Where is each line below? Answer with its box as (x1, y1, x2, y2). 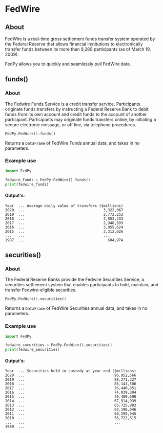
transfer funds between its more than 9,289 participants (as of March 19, (5, 46, 151, 52)
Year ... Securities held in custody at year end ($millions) (5, 368, 137, 374)
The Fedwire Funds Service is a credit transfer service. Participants (5, 101, 141, 107)
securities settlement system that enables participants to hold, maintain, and (5, 282, 159, 288)
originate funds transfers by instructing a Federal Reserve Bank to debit (5, 106, 149, 112)
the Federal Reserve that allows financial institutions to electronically (5, 41, 143, 47)
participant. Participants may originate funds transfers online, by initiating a (5, 116, 156, 122)
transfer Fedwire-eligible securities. (5, 287, 77, 293)
